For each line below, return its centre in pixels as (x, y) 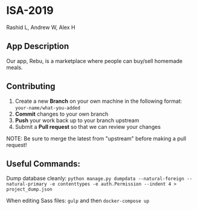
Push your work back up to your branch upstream (77, 120)
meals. (14, 67)
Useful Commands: (43, 164)
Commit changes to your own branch (62, 114)
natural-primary (27, 184)
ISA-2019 (30, 11)
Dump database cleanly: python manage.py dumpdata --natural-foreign (95, 179)
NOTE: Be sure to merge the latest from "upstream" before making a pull (96, 138)
